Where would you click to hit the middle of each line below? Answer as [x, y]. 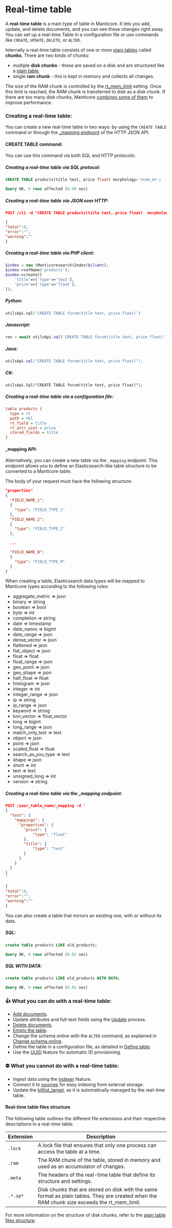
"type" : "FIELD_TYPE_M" [40, 562]
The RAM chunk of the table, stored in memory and [99, 1160]
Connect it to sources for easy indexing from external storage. [78, 1084]
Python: [14, 301]
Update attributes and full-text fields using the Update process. [80, 1020]
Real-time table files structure [38, 1107]
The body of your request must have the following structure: [69, 481]
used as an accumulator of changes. [81, 1166]
